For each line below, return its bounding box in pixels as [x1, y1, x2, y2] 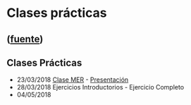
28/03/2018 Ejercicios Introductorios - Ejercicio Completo [16, 83, 185, 92]
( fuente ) [6, 33, 44, 45]
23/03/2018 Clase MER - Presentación [16, 75, 129, 84]
